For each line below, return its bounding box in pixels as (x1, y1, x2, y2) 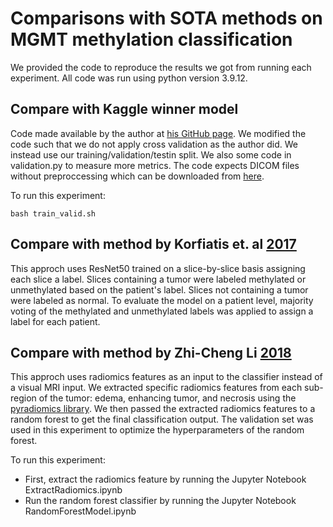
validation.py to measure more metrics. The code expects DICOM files (10, 159, 300, 171)
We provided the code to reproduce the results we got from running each (10, 61, 312, 73)
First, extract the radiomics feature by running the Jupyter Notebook (24, 473, 307, 486)
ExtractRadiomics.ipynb (24, 484, 123, 496)
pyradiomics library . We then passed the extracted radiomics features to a (10, 403, 316, 415)
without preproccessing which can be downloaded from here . (10, 170, 265, 182)
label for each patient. (10, 315, 101, 327)
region (10, 392, 37, 404)
